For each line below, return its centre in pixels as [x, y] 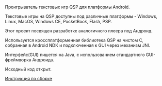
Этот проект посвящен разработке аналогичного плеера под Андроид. [79, 31]
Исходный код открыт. [28, 69]
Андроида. [43, 60]
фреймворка [18, 60]
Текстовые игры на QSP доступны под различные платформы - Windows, [81, 16]
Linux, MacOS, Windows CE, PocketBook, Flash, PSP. [58, 21]
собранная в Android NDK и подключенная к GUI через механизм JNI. [78, 45]
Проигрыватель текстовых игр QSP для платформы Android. [67, 7]
